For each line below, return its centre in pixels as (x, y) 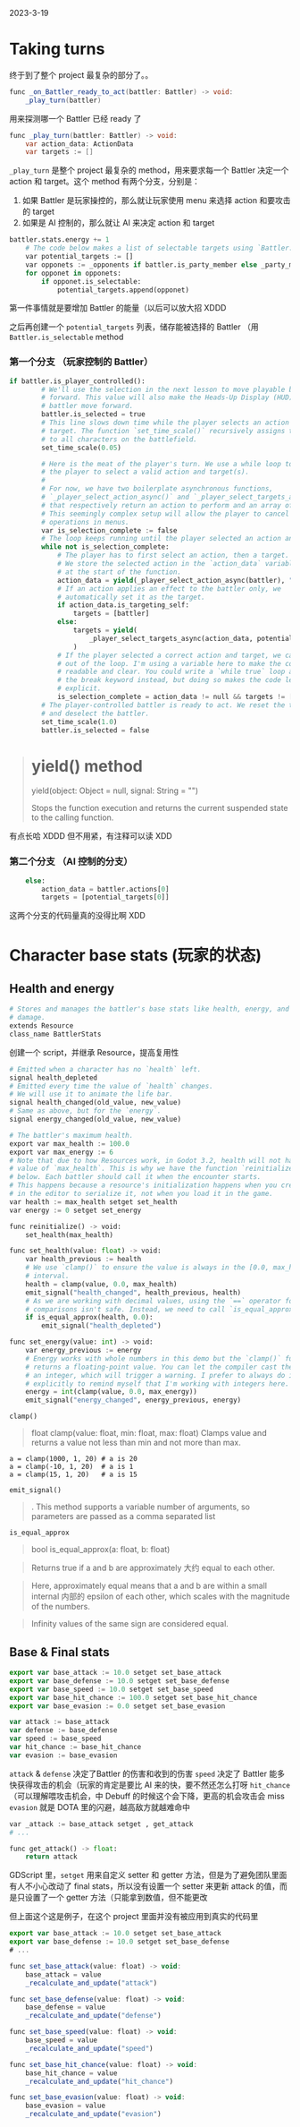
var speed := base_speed (55, 1739)
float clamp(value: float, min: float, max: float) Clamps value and (149, 1433)
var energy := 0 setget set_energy (75, 1210)
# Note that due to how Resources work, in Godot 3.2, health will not (145, 1160)
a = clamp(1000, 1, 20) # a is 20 (74, 1459)
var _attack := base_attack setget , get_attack (101, 1824)
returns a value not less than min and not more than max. (136, 1443)
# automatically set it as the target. (131, 597)
